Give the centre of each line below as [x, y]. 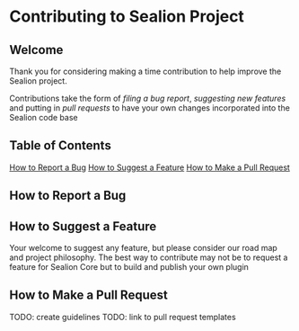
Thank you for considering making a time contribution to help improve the [145, 71]
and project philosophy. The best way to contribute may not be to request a [149, 257]
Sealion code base [44, 117]
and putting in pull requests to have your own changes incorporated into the [149, 108]
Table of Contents [61, 146]
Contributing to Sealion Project [127, 17]
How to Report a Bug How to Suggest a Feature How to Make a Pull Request [149, 167]
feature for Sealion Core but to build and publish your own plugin [129, 267]
